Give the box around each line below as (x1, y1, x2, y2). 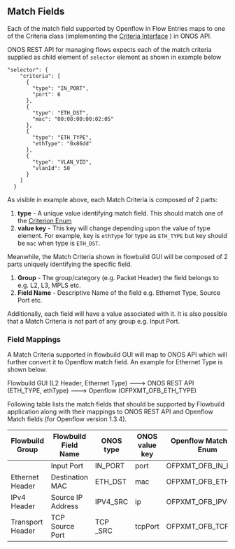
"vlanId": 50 (32, 164, 71, 171)
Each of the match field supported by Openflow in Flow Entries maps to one (7, 24, 226, 32)
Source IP (50, 493, 83, 503)
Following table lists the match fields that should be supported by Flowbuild (7, 400, 225, 409)
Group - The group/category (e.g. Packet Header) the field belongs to (17, 273, 219, 282)
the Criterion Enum (17, 216, 72, 225)
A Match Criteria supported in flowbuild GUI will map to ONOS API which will (7, 350, 227, 359)
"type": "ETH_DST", (32, 109, 90, 117)
